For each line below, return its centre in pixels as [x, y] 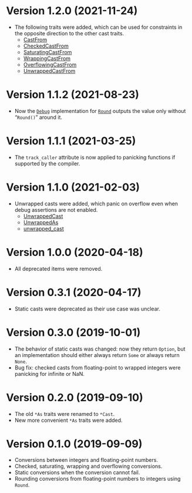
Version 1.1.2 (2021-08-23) [73, 95]
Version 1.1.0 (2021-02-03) [73, 187]
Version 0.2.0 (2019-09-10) [75, 397]
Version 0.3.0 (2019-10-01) [73, 332]
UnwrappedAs [41, 222]
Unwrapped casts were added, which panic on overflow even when [96, 204]
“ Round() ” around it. [38, 117]
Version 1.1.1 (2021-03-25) [71, 141]
